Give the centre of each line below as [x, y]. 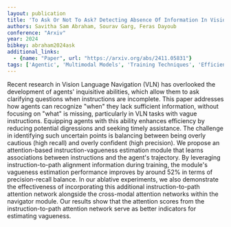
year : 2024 [23, 39]
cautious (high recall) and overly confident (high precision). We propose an [113, 142]
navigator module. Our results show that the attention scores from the [106, 201]
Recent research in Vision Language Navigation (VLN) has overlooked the [111, 84]
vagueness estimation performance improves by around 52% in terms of [110, 172]
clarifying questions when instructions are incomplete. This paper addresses [115, 99]
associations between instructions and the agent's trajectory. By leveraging [114, 157]
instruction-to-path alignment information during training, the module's [108, 164]
